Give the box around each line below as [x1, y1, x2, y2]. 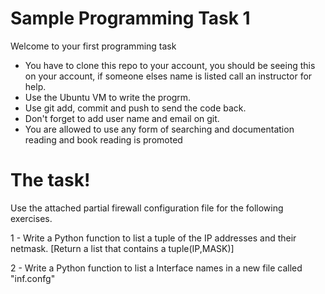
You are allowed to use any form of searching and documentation [24, 123, 295, 135]
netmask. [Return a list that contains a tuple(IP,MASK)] [10, 242, 235, 254]
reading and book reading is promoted [24, 133, 183, 146]
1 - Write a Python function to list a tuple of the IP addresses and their [10, 232, 297, 244]
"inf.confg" [10, 272, 56, 284]
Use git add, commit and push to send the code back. [24, 102, 247, 114]
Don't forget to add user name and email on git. [24, 112, 220, 124]
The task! [10, 169, 91, 192]
